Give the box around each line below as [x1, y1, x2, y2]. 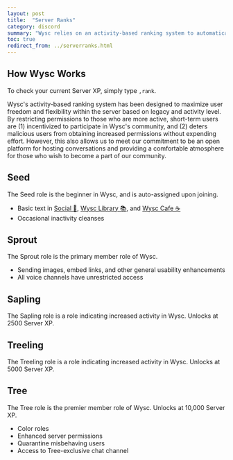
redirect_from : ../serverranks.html [7, 42, 113, 49]
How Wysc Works [7, 68, 87, 80]
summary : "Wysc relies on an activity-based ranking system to [7, 29, 194, 37]
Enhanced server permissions [17, 432, 103, 440]
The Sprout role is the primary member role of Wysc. [7, 253, 158, 261]
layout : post [7, 10, 45, 17]
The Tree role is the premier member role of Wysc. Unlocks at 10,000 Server [7, 403, 225, 411]
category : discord [7, 23, 60, 30]
